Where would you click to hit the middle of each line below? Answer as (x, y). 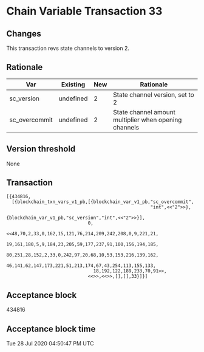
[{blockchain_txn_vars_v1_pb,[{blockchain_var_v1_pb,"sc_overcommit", (103, 202)
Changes (24, 34)
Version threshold (41, 149)
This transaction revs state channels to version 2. (68, 48)
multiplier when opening (148, 120)
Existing (73, 85)
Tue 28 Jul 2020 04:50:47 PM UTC (50, 343)
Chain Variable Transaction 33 (84, 11)
